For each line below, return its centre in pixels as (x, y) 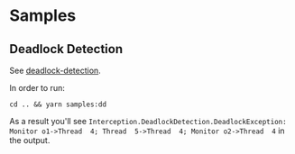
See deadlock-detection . (55, 70)
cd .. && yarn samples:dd (58, 104)
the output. (30, 140)
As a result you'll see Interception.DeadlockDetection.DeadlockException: (148, 121)
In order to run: (37, 88)
